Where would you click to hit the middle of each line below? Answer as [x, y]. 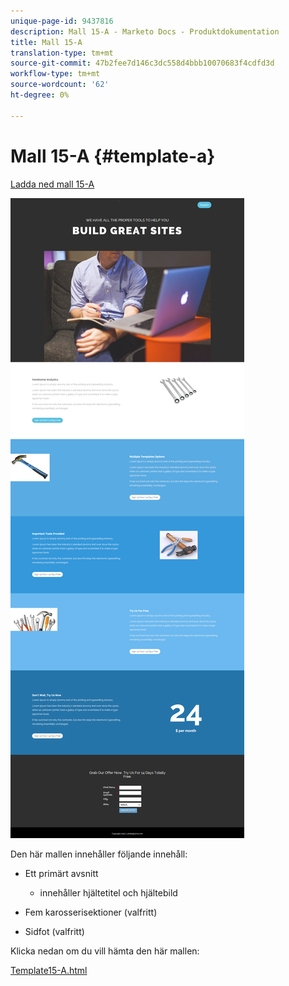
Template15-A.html [49, 970]
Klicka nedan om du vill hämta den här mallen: [105, 951]
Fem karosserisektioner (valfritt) [91, 912]
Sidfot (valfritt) [54, 931]
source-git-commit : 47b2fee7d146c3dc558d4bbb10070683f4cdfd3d [142, 63]
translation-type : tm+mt [62, 53]
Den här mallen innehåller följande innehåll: [99, 854]
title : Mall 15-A [46, 42]
